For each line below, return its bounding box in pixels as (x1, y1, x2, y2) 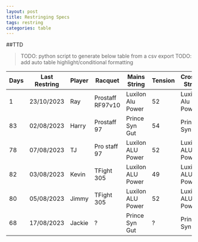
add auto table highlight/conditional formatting (20, 59, 134, 66)
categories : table (6, 25, 51, 31)
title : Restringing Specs (6, 14, 70, 20)
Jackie (70, 219, 88, 227)
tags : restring (6, 19, 44, 25)
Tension (151, 77, 175, 85)
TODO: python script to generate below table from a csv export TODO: (20, 52, 192, 59)
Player (70, 77, 89, 85)
